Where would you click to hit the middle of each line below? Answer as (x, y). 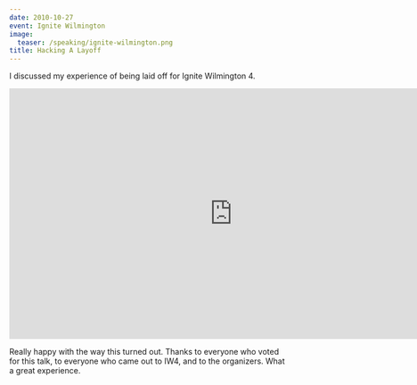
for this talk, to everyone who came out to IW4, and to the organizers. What (147, 361)
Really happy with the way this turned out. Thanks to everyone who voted (144, 352)
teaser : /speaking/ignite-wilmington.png (95, 42)
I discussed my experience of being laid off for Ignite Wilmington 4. (132, 76)
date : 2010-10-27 (41, 17)
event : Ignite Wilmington (57, 26)
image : (21, 34)
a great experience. (45, 371)
